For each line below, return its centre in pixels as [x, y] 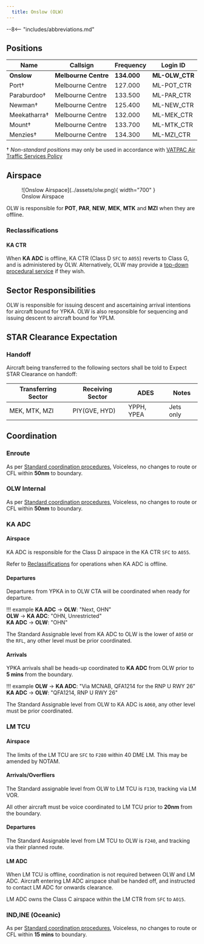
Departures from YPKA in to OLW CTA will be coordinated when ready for [98, 591]
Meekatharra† [29, 115]
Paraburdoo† [28, 95]
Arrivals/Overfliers [31, 775]
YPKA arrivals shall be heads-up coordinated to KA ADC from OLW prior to [100, 668]
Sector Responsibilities [51, 290]
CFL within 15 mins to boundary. [47, 935]
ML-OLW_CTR [173, 75]
